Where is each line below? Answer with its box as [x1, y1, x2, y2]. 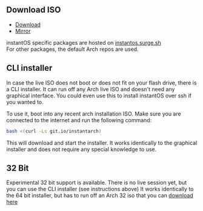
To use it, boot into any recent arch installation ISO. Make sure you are [6, 110, 181, 117]
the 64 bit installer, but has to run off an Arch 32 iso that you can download [6, 192, 194, 199]
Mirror [15, 27, 32, 34]
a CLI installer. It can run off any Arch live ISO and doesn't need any [6, 85, 175, 93]
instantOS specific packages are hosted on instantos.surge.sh [6, 39, 162, 46]
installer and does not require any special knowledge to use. [6, 145, 157, 153]
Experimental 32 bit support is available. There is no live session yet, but [6, 179, 187, 186]
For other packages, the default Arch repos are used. [6, 45, 139, 53]
